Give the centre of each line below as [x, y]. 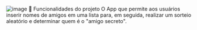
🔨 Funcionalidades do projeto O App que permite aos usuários [104, 9]
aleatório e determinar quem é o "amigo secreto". [66, 21]
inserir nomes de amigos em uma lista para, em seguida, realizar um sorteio [99, 15]
